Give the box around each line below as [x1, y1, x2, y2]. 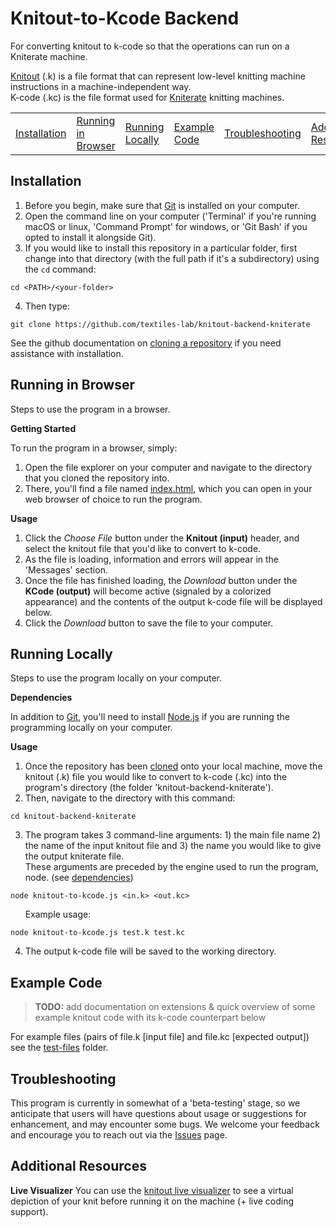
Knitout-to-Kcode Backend [10, 7, 240, 30]
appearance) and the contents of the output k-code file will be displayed [24, 595, 323, 607]
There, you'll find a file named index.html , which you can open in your [24, 482, 313, 494]
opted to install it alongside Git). [24, 231, 157, 243]
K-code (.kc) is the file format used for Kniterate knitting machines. [10, 91, 285, 103]
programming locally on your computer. [10, 722, 173, 734]
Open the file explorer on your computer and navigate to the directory [24, 461, 313, 473]
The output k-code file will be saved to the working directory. [24, 945, 277, 957]
